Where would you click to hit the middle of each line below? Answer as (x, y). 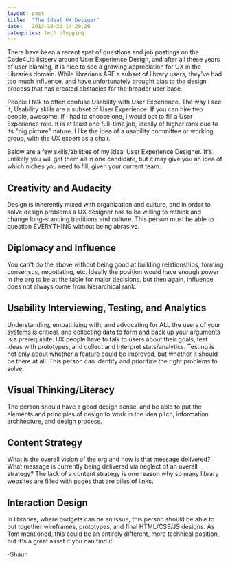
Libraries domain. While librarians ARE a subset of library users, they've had (114, 74)
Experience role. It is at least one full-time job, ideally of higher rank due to (113, 124)
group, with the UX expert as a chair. (59, 139)
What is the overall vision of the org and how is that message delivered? (109, 459)
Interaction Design (47, 503)
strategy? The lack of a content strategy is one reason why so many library (113, 474)
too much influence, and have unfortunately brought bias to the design (107, 81)
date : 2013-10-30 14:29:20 (49, 26)
